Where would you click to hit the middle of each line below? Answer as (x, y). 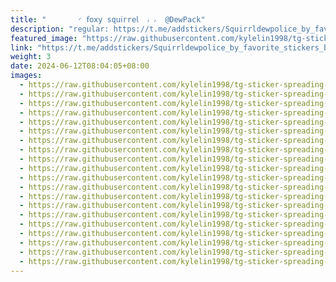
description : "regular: (60, 29)
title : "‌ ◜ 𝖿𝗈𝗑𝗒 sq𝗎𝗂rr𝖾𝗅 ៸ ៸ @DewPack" (108, 19)
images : (26, 76)
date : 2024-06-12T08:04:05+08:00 (80, 66)
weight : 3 (31, 57)
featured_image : (44, 38)
